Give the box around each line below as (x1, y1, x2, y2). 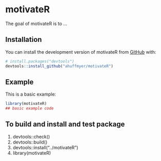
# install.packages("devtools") (5, 59, 74, 64)
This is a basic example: (5, 91, 56, 98)
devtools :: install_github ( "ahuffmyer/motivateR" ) (5, 63, 114, 68)
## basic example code (5, 106, 54, 111)
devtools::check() (12, 133, 50, 140)
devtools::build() (12, 139, 48, 145)
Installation (5, 35, 42, 44)
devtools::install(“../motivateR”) (12, 144, 78, 150)
